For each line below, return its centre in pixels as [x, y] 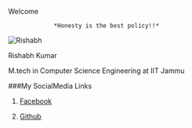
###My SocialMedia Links [50, 86]
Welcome [24, 11]
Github [30, 116]
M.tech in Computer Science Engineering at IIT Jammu [96, 71]
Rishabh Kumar [33, 55]
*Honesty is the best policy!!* [106, 26]
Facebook [36, 101]
